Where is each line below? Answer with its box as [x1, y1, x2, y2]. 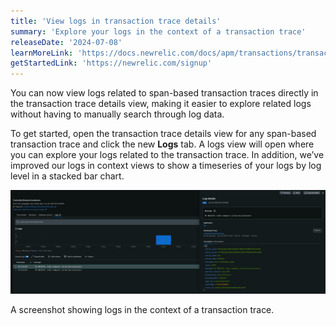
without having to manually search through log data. [10, 108, 225, 120]
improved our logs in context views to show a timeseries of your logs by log [10, 160, 322, 172]
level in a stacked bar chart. [10, 170, 125, 182]
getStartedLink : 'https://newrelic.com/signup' [10, 58, 213, 69]
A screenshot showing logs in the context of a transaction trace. [10, 304, 275, 316]
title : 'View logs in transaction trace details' [10, 16, 222, 26]
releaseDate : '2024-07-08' [10, 37, 123, 47]
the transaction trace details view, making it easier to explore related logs [10, 98, 312, 110]
